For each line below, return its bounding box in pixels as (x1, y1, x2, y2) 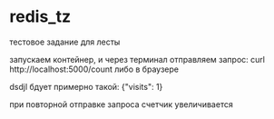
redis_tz (9, 6, 71, 27)
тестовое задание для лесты (9, 36, 121, 47)
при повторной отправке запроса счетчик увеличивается (9, 98, 233, 110)
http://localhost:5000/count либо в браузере (9, 64, 180, 74)
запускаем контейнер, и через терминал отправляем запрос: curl (9, 54, 266, 64)
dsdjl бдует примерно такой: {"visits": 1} (9, 81, 163, 92)
